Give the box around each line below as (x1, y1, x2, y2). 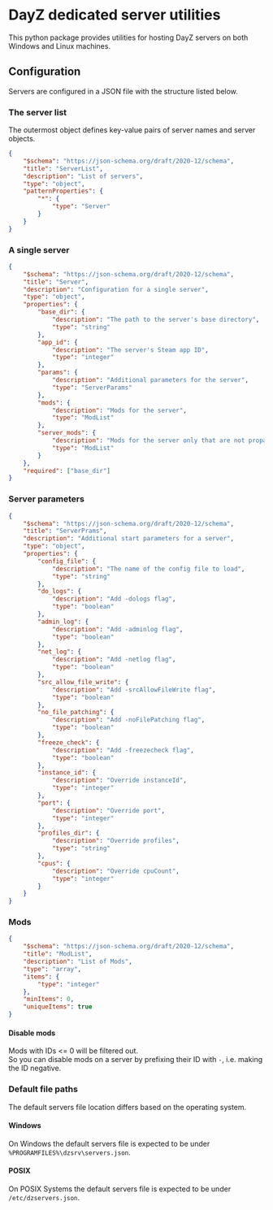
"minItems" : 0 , (23, 995, 75, 1004)
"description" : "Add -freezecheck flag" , (51, 746, 195, 754)
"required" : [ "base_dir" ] (23, 466, 111, 475)
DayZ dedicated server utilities (8, 6, 221, 24)
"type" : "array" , (23, 965, 82, 973)
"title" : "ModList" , (23, 950, 93, 958)
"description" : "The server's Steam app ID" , (51, 345, 209, 354)
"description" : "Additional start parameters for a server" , (23, 535, 234, 543)
